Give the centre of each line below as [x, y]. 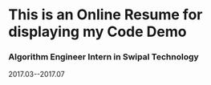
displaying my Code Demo [97, 32]
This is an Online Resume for [105, 15]
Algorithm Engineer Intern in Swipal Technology [103, 57]
